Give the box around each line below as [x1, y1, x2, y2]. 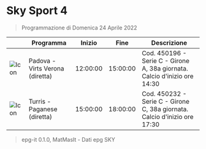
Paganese [28, 105, 58, 113]
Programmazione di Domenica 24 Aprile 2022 [21, 24, 137, 31]
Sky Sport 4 [6, 4, 68, 18]
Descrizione [151, 38, 188, 47]
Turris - [28, 97, 51, 105]
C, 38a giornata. [142, 105, 189, 113]
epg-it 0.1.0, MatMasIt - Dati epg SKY [21, 136, 115, 143]
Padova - [28, 56, 56, 65]
